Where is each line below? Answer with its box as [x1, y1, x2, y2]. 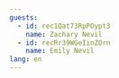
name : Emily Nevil [25, 47, 95, 56]
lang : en [9, 55, 42, 64]
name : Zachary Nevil [25, 30, 103, 39]
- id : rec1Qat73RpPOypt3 [17, 22, 111, 30]
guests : [9, 13, 39, 22]
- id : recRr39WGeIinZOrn [17, 38, 111, 48]
